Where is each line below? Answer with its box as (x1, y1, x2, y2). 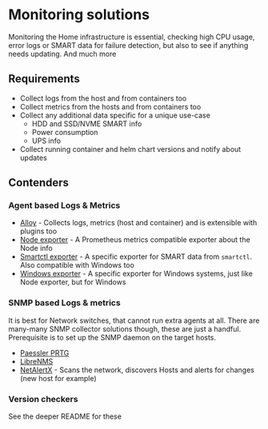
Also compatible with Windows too (19, 260, 134, 270)
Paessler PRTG (19, 348, 70, 357)
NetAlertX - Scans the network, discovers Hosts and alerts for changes (19, 365, 254, 375)
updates (19, 153, 48, 162)
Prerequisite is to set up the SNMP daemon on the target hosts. (8, 332, 217, 342)
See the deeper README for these (8, 411, 122, 421)
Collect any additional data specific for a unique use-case (19, 110, 210, 120)
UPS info (31, 136, 62, 145)
